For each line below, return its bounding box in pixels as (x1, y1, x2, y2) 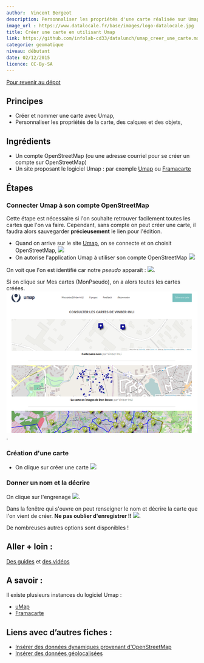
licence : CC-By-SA (6, 61, 53, 67)
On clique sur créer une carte (15, 463, 89, 471)
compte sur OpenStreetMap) (15, 158, 87, 166)
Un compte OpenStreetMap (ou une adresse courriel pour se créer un (15, 152, 190, 160)
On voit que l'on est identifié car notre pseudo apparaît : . (6, 266, 155, 273)
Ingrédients (6, 136, 51, 146)
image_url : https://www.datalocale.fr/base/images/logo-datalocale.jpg (6, 22, 194, 29)
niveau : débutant (6, 49, 50, 55)
